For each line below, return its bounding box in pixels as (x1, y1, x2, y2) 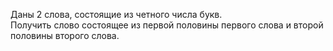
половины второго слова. (10, 30, 120, 41)
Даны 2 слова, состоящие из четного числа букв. (10, 9, 223, 20)
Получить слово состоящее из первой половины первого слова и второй (10, 19, 324, 31)
